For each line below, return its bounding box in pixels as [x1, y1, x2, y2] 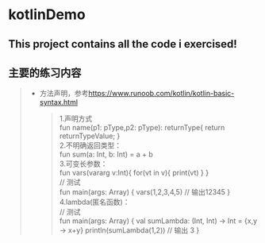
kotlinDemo [8, 6, 86, 24]
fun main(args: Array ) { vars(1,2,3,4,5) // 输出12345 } [59, 187, 231, 197]
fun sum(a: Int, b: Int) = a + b [59, 149, 153, 160]
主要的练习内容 [8, 66, 82, 79]
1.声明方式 [59, 114, 93, 124]
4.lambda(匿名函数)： [59, 197, 130, 207]
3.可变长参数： [59, 159, 108, 168]
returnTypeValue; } [59, 131, 121, 141]
